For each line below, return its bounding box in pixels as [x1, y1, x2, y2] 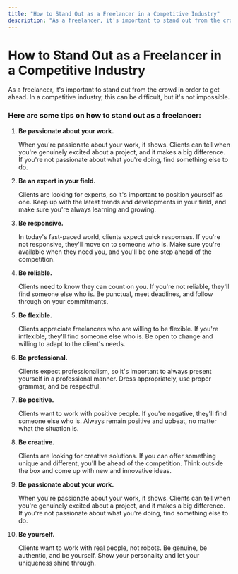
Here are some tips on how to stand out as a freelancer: [8, 111, 202, 121]
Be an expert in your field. [18, 176, 96, 185]
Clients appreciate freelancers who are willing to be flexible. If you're [18, 324, 219, 333]
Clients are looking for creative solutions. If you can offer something [18, 451, 216, 460]
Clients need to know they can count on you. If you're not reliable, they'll [18, 282, 230, 291]
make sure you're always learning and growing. [18, 205, 157, 214]
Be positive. [18, 396, 54, 404]
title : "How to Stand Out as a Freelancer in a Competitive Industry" [8, 10, 220, 18]
